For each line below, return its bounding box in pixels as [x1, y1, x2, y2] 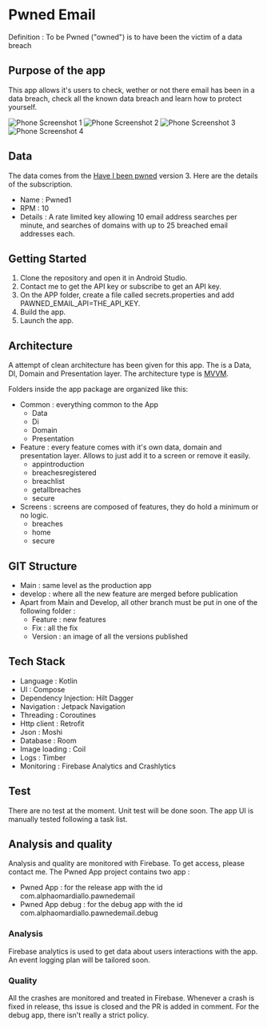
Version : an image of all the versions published [31, 631, 189, 641]
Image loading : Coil [19, 744, 86, 754]
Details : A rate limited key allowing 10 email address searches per [19, 212, 237, 221]
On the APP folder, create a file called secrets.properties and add [19, 290, 234, 300]
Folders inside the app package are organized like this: [8, 385, 189, 394]
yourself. [8, 102, 38, 111]
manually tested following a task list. [8, 814, 128, 824]
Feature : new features [31, 615, 106, 624]
